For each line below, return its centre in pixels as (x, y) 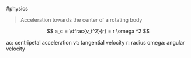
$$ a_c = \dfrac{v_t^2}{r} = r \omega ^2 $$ (98, 31)
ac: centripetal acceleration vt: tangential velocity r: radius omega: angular (95, 42)
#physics (17, 8)
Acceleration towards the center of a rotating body (81, 20)
